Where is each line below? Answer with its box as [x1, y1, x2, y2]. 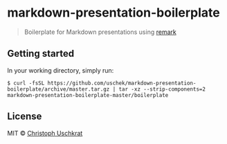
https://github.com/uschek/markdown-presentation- [47, 80, 197, 87]
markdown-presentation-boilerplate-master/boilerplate [7, 91, 169, 98]
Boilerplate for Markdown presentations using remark [24, 28, 176, 36]
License [7, 111, 42, 123]
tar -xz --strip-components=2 [118, 85, 206, 93]
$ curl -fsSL [7, 80, 45, 87]
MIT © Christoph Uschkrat [7, 129, 83, 137]
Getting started [7, 48, 75, 60]
